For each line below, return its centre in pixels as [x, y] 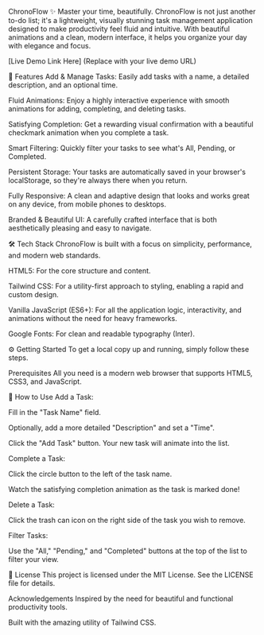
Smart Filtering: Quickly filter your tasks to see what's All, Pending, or [122, 148]
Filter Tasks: [28, 535]
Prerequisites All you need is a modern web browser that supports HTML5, [130, 373]
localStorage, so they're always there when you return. [98, 180]
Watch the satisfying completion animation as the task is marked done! [124, 489]
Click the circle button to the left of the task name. [90, 474]
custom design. [34, 294]
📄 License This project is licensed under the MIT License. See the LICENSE [131, 575]
